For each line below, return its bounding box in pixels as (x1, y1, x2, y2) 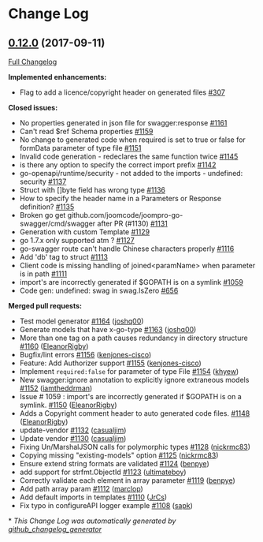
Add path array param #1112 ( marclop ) (19, 484, 143, 493)
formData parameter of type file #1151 (19, 144, 142, 152)
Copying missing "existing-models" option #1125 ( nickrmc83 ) (19, 450, 219, 460)
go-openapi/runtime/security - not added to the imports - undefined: (19, 169, 243, 178)
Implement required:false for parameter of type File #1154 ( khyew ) (19, 367, 239, 376)
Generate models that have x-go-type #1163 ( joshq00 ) (19, 325, 197, 334)
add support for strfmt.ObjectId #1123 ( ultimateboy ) (19, 467, 187, 477)
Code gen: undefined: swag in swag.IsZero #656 (19, 286, 179, 295)
